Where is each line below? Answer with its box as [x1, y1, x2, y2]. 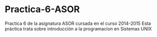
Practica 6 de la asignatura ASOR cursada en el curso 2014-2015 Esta [5, 20, 151, 26]
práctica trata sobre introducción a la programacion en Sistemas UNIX [5, 25, 152, 31]
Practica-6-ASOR [5, 4, 80, 15]
